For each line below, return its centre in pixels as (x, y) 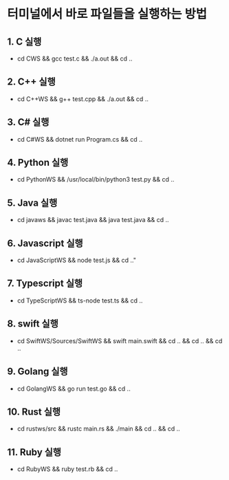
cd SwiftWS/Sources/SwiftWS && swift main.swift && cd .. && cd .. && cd (120, 340)
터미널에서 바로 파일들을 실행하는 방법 (107, 14)
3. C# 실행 (28, 122)
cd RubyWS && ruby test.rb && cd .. (67, 469)
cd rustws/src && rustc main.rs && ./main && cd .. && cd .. (98, 429)
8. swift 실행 (33, 324)
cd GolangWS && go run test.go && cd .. (74, 389)
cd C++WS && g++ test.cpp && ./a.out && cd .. (83, 99)
